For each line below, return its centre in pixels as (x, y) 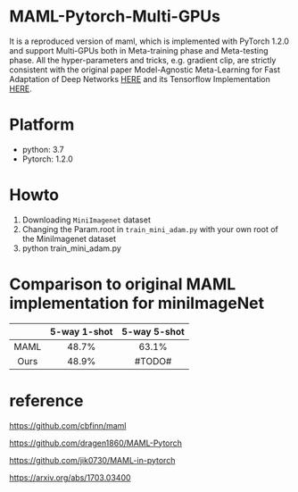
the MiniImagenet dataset (69, 238)
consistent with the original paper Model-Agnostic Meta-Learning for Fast (145, 70)
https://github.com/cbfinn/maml (68, 425)
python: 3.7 (43, 149)
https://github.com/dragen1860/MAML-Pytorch (96, 443)
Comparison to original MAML (123, 284)
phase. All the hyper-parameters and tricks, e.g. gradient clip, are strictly (143, 60)
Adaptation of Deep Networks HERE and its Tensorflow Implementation (140, 79)
